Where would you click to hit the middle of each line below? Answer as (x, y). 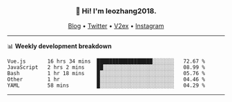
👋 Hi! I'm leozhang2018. (116, 11)
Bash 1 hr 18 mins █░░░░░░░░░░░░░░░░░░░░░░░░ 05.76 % (106, 74)
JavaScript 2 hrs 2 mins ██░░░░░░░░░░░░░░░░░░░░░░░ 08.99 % (106, 68)
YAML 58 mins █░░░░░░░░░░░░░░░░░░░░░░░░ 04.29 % (106, 85)
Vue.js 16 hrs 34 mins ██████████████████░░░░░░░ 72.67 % (106, 61)
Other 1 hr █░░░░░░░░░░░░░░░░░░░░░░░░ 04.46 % (106, 80)
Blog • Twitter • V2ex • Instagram (116, 26)
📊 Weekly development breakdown (59, 46)
